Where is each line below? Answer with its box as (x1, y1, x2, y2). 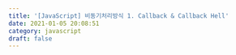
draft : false (8, 34, 53, 43)
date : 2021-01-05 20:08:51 (8, 19, 100, 27)
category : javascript (8, 27, 82, 35)
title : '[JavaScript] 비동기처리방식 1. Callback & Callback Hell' (8, 11, 230, 20)
